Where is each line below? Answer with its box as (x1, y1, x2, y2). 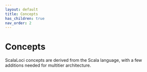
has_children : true (5, 16, 45, 21)
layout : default (5, 7, 38, 12)
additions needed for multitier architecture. (5, 62, 91, 68)
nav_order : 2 (5, 20, 32, 26)
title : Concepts (5, 12, 38, 16)
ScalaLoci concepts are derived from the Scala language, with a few (5, 58, 143, 63)
